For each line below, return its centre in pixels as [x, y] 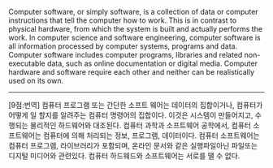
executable [27, 63]
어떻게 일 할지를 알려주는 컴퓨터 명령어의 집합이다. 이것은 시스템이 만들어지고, [131, 115]
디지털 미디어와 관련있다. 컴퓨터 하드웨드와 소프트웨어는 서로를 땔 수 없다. [124, 156]
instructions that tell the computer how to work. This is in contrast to [123, 20]
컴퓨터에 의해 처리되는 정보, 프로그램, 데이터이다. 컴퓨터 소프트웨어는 [152, 136]
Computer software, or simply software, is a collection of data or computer [133, 12]
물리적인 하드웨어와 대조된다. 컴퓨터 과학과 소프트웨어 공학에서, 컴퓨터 [141, 125]
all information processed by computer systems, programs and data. [123, 46]
